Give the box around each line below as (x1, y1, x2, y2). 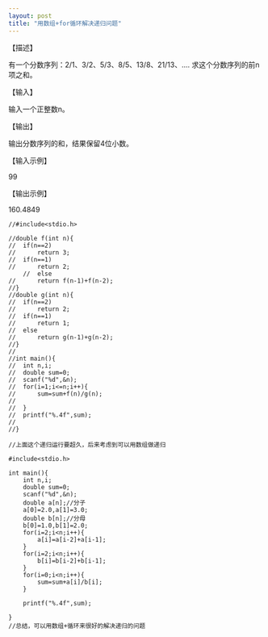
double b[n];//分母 (23, 514, 86, 522)
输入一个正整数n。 (8, 104, 70, 114)
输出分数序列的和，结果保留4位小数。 (8, 138, 134, 148)
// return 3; (8, 248, 70, 257)
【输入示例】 (8, 155, 51, 166)
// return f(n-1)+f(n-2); (8, 276, 114, 285)
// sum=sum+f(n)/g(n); (8, 389, 103, 398)
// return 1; (8, 319, 70, 327)
